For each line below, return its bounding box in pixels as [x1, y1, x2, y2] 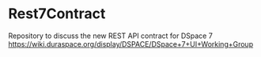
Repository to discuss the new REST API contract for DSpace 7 [8, 31, 214, 40]
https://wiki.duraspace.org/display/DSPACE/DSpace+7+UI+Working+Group [8, 39, 254, 48]
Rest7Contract [8, 5, 106, 23]
